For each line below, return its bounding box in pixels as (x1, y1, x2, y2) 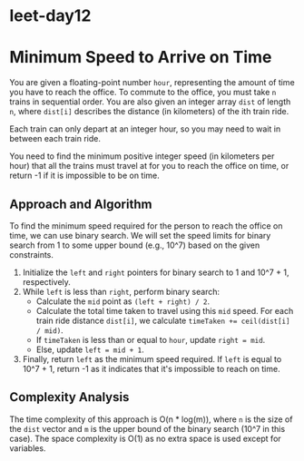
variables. (9, 442, 46, 454)
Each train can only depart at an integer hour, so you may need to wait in (9, 123, 281, 134)
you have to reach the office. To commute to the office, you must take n (9, 87, 277, 98)
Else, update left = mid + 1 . (35, 344, 145, 355)
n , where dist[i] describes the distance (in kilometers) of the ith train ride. (9, 106, 289, 117)
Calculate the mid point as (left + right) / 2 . (35, 296, 211, 307)
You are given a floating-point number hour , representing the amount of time (9, 77, 295, 88)
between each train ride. (9, 133, 102, 144)
